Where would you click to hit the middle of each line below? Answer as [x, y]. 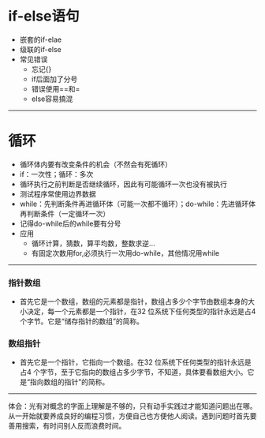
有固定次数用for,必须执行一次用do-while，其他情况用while [125, 253]
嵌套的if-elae [40, 39]
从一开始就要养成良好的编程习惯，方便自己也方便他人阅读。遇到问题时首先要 [132, 416]
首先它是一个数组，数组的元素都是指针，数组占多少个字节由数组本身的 [134, 301]
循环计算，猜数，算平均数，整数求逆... [93, 243]
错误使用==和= [56, 88]
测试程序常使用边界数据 [58, 193]
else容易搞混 [52, 99]
